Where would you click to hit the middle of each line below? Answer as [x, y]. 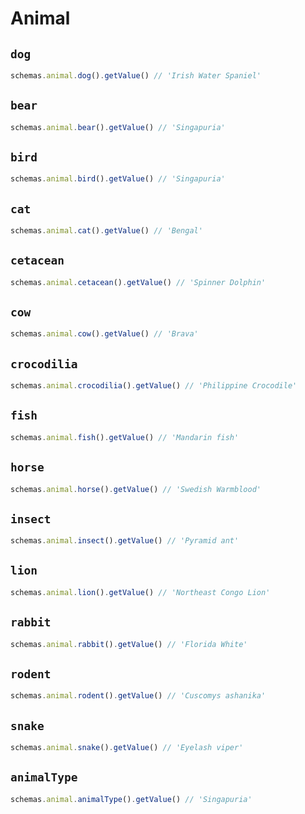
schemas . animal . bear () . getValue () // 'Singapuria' [118, 127]
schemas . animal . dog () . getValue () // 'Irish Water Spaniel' [136, 76]
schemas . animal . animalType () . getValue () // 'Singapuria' [131, 799]
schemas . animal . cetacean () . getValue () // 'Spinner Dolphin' [138, 282]
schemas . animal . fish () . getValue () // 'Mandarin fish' [125, 437]
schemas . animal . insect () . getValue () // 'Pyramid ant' [125, 541]
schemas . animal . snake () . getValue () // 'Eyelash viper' [127, 747]
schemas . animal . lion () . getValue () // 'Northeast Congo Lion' [140, 592]
